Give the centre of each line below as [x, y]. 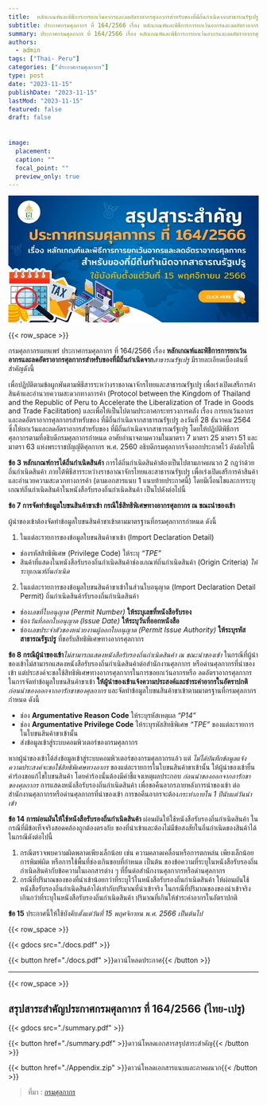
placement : [33, 151]
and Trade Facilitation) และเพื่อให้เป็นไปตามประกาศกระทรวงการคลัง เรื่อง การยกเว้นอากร [131, 411]
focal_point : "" [42, 168]
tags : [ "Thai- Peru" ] [44, 59]
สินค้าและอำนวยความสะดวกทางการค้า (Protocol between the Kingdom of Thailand [130, 393]
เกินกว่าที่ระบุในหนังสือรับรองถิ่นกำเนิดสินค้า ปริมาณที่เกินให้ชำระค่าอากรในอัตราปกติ [129, 898]
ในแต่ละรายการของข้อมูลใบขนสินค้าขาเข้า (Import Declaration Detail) [117, 537]
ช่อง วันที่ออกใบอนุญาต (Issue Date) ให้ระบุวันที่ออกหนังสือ [100, 621]
